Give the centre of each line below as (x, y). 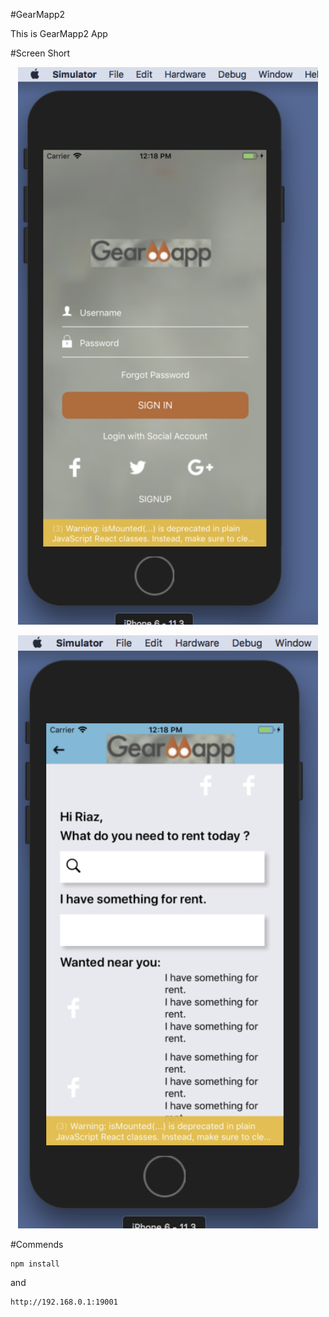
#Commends (37, 1244)
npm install (35, 1264)
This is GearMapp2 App (59, 33)
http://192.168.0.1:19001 (64, 1302)
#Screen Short (40, 53)
